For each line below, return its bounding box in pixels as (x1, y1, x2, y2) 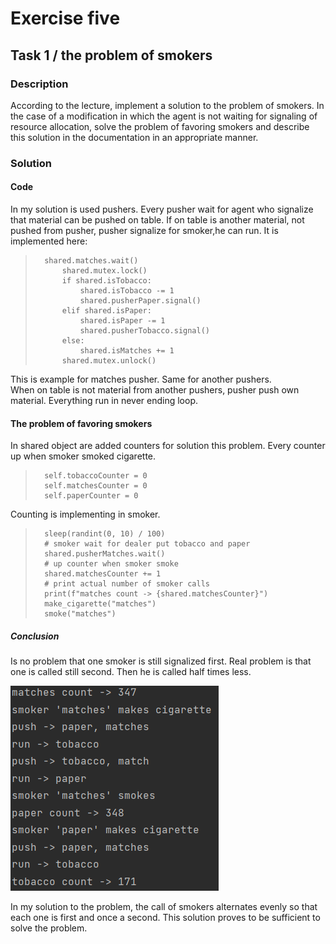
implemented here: (10, 235, 88, 247)
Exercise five (10, 7, 121, 30)
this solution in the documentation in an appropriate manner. (10, 131, 259, 143)
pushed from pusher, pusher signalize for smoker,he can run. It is (10, 225, 279, 236)
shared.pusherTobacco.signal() (79, 326, 210, 336)
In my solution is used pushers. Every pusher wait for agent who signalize (10, 203, 314, 215)
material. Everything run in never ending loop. (10, 395, 198, 406)
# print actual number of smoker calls (44, 579, 210, 589)
